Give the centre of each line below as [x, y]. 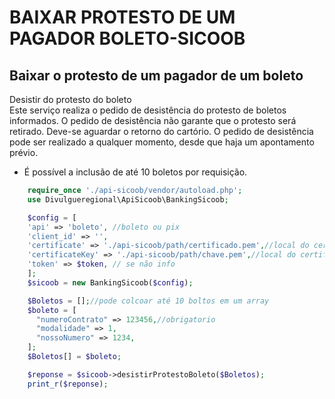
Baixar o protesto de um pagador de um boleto [156, 75]
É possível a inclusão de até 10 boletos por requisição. [135, 172]
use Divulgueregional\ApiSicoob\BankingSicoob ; [128, 199]
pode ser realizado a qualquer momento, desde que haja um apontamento [162, 142]
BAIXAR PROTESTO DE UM [122, 17]
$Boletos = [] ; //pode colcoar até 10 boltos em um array [148, 301]
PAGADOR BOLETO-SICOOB [127, 38]
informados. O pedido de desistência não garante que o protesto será [153, 120]
